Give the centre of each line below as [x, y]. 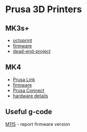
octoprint [22, 40]
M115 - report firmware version [38, 124]
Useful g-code [29, 112]
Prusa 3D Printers [43, 9]
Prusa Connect [28, 90]
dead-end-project [32, 51]
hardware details [30, 96]
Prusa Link [24, 80]
